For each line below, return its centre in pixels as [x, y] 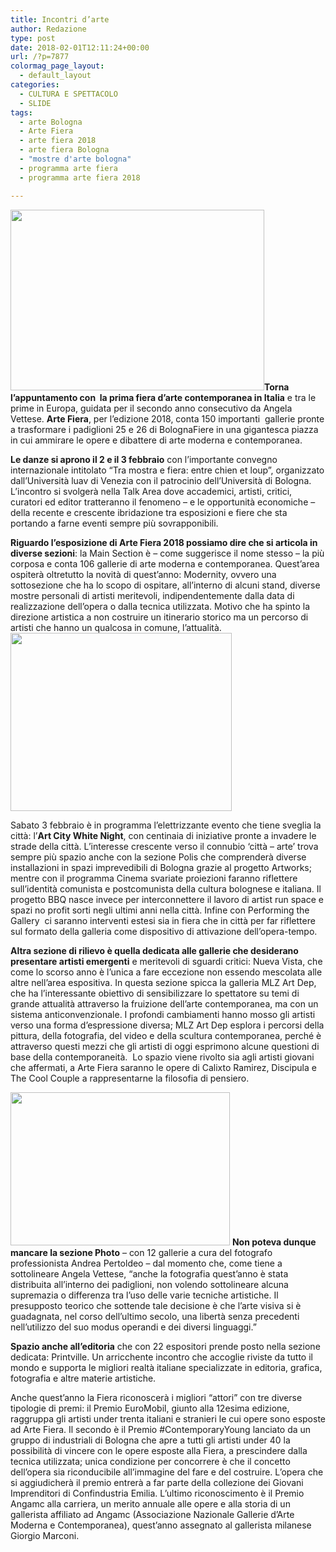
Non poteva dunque [274, 1242]
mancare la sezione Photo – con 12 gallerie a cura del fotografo [141, 1252]
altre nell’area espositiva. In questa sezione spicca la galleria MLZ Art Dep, [163, 982]
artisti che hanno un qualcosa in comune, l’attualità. [116, 627]
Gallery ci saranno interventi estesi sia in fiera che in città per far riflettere [163, 920]
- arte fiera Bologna [64, 150]
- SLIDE [35, 103]
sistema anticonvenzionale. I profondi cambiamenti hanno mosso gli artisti [163, 1014]
